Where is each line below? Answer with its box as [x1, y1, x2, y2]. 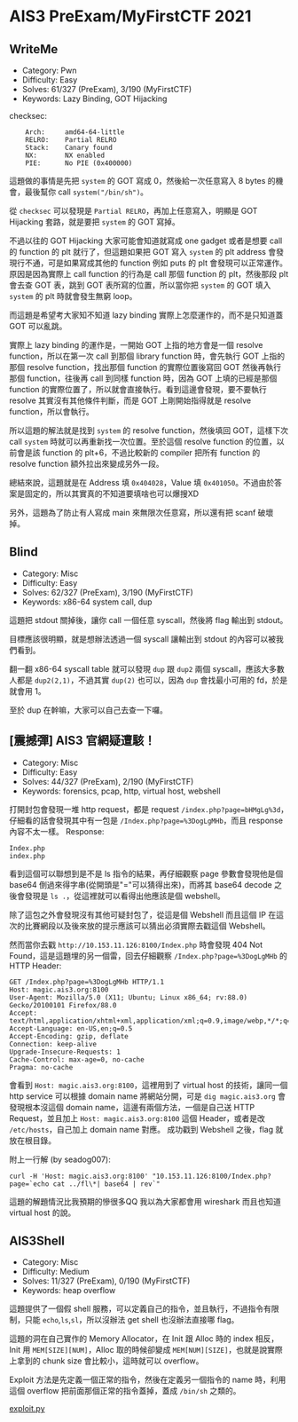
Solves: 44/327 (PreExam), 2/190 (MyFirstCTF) [21, 776, 194, 786]
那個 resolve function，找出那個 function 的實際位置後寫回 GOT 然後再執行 [9, 362, 282, 372]
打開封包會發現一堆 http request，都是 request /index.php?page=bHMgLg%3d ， [9, 803, 289, 814]
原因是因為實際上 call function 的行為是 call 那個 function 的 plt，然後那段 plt [9, 269, 289, 279]
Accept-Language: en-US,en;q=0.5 [9, 1023, 133, 1033]
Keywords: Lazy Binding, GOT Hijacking [21, 93, 168, 104]
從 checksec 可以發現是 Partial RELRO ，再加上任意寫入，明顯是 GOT [9, 206, 258, 216]
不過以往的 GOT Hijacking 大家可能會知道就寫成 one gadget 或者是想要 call [9, 235, 283, 246]
